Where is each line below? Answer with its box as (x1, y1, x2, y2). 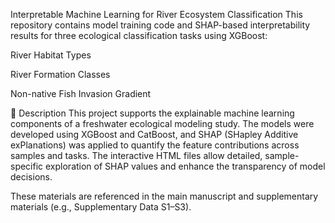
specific (10, 160, 44, 172)
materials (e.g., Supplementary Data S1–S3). (10, 201, 192, 213)
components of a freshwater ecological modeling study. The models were (10, 118, 315, 129)
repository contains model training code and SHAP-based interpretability (10, 19, 311, 31)
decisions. (10, 171, 53, 183)
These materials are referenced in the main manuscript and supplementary (10, 190, 319, 202)
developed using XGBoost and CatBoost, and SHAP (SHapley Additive (10, 129, 299, 140)
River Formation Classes (10, 69, 111, 80)
